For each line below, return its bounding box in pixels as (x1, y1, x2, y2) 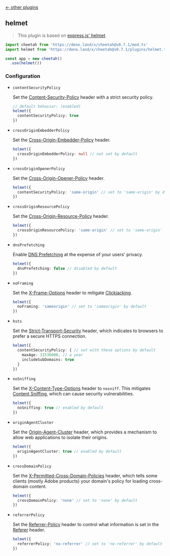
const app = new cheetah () (5, 56, 62, 61)
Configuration (5, 73, 40, 80)
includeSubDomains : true (22, 357, 74, 362)
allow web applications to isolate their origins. (12, 434, 108, 441)
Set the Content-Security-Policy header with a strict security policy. (12, 94, 154, 100)
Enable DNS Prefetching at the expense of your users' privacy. (12, 251, 143, 257)
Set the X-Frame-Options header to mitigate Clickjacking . (12, 290, 133, 296)
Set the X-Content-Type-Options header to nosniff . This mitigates (12, 385, 151, 391)
